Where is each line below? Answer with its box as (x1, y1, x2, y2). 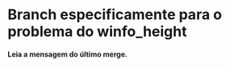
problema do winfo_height (7, 22, 187, 41)
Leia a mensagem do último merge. (7, 49, 128, 59)
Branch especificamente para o (7, 6, 223, 24)
